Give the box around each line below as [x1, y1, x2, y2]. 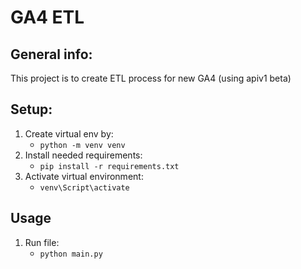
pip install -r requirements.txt [39, 161, 180, 171]
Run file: [24, 236, 60, 248]
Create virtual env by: [24, 127, 114, 140]
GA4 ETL [10, 6, 85, 29]
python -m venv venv [39, 140, 126, 150]
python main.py [39, 249, 103, 259]
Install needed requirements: [24, 149, 143, 161]
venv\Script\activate [39, 182, 130, 193]
